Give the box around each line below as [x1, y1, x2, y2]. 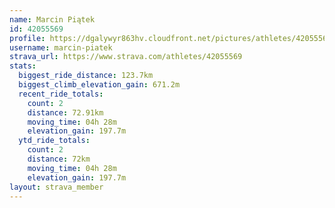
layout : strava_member [9, 182, 104, 192]
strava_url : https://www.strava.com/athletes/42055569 [9, 52, 243, 62]
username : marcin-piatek [9, 42, 113, 53]
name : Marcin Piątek [9, 14, 96, 25]
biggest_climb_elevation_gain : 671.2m [18, 80, 181, 90]
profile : [9, 33, 46, 43]
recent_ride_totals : [18, 89, 104, 99]
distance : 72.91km [27, 107, 104, 118]
